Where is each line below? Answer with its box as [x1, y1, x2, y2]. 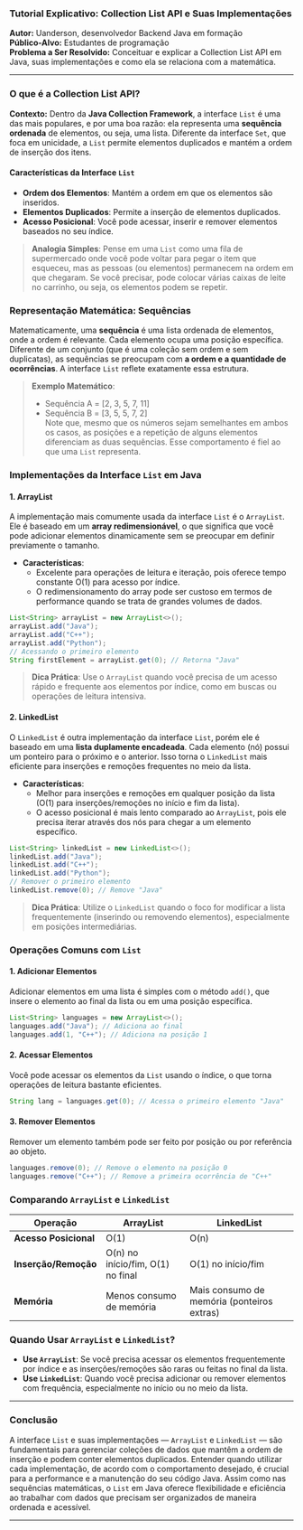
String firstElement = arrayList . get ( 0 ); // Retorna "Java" [9, 655, 241, 664]
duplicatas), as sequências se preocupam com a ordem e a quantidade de [9, 353, 287, 364]
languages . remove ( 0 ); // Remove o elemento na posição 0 [9, 1163, 228, 1172]
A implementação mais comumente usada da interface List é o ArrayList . [9, 512, 286, 522]
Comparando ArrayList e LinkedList [9, 1193, 170, 1206]
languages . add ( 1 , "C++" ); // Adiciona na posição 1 [9, 1029, 207, 1039]
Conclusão [9, 1413, 59, 1426]
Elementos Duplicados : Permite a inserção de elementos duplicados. [22, 206, 281, 217]
